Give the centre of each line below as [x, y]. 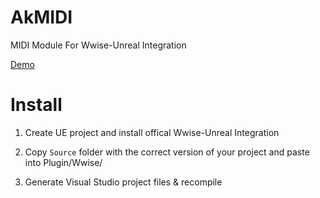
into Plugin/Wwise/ [63, 162]
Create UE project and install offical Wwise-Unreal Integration [152, 132]
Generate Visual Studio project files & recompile [123, 182]
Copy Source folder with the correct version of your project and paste [167, 152]
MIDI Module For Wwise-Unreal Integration [98, 45]
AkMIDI [41, 17]
